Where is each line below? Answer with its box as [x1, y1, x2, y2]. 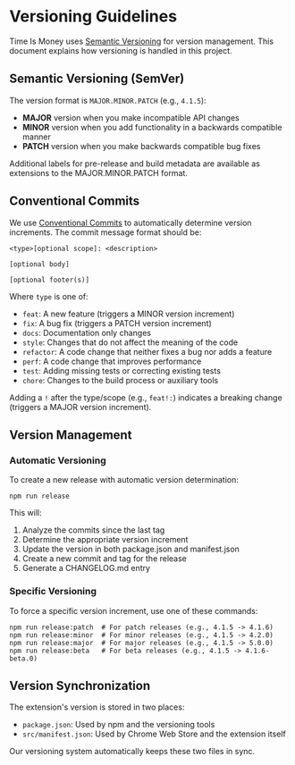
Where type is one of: [9, 290, 89, 301]
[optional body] [9, 259, 70, 269]
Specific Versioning [9, 585, 97, 598]
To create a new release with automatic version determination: [9, 475, 239, 485]
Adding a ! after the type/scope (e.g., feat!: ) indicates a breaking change [9, 391, 283, 403]
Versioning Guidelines [9, 6, 177, 27]
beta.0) [9, 654, 38, 663]
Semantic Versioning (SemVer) [9, 71, 185, 87]
